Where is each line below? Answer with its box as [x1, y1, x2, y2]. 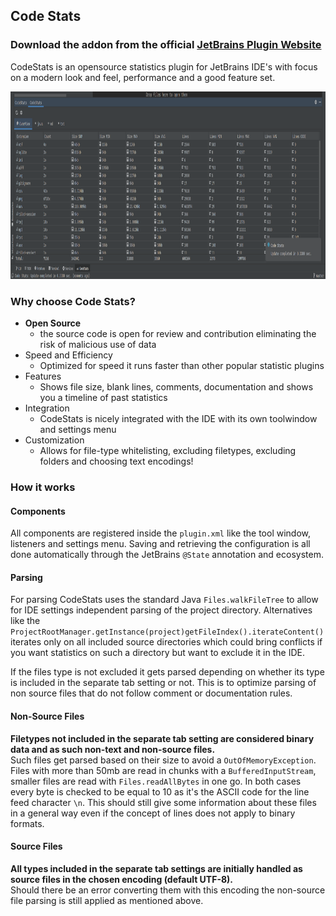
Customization [24, 434, 85, 446]
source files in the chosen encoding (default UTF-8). [10, 873, 234, 885]
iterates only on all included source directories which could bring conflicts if [10, 636, 323, 648]
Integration [24, 402, 70, 414]
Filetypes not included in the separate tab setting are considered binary [10, 732, 315, 744]
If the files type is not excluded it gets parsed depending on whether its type [10, 666, 325, 678]
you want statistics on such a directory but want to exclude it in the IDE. [10, 647, 305, 659]
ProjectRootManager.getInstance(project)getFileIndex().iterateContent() [10, 627, 325, 638]
